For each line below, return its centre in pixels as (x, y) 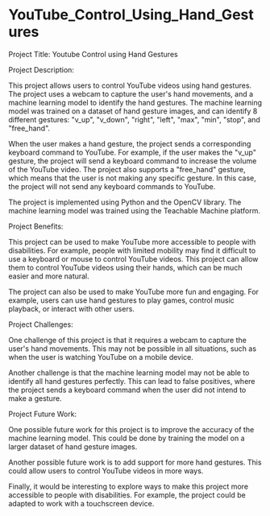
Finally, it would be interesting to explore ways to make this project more (128, 486)
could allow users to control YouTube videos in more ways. (106, 471)
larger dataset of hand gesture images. (73, 446)
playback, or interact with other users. (72, 308)
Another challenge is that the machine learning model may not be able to (129, 373)
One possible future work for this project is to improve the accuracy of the (131, 429)
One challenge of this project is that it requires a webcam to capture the (128, 340)
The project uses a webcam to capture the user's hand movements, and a (131, 93)
